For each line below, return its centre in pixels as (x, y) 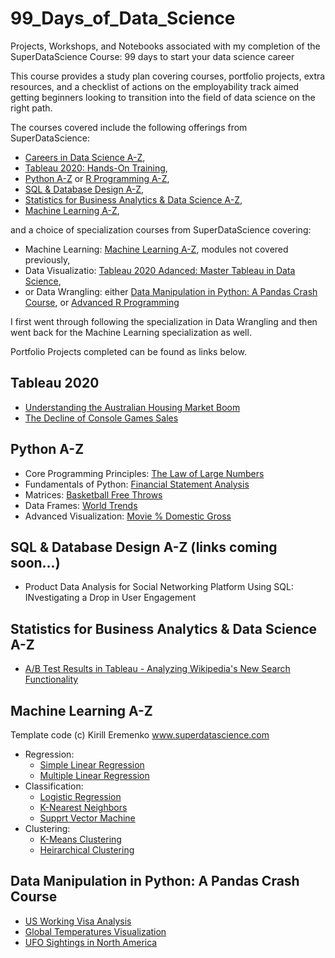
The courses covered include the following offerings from (129, 127)
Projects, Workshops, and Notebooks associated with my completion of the (165, 46)
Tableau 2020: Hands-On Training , (96, 168)
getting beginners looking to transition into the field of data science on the (163, 97)
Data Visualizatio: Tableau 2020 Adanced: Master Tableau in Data (160, 270)
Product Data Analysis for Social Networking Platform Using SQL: (159, 587)
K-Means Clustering (80, 839)
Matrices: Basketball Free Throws (93, 494)
